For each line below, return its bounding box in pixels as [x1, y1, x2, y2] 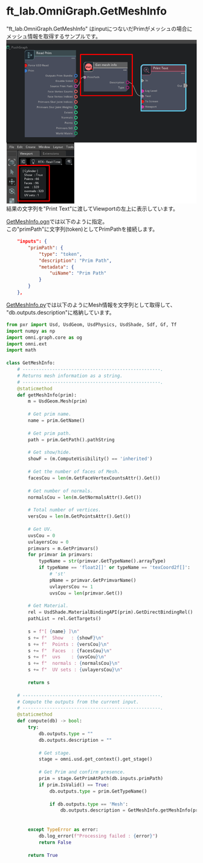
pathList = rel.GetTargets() [28, 616, 101, 622]
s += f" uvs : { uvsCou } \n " [28, 654, 107, 660]
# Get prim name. [28, 411, 71, 418]
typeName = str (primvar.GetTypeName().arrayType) [38, 558, 166, 564]
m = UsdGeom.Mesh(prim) [28, 398, 88, 404]
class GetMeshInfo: [6, 360, 56, 366]
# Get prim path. [28, 430, 71, 436]
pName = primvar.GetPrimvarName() [49, 577, 137, 583]
